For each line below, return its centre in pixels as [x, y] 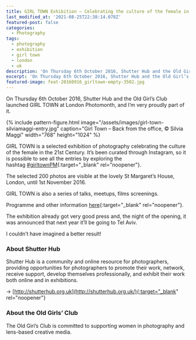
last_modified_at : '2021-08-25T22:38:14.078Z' [64, 17]
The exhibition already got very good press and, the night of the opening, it [96, 216]
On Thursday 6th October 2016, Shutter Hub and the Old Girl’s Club [87, 99]
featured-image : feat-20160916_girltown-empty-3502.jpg [75, 82]
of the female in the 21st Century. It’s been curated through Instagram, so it [96, 152]
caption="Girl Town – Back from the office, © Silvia [122, 129]
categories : [20, 28]
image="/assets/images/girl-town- [123, 122]
